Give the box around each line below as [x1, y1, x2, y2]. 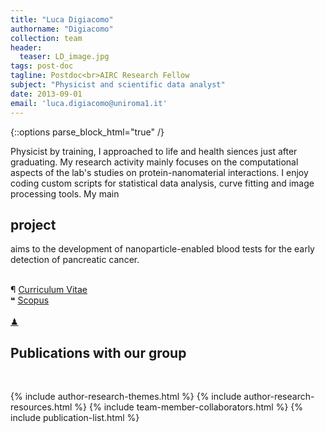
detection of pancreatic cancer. [10, 254, 140, 266]
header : [10, 42, 43, 53]
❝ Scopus [10, 294, 50, 306]
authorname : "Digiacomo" [10, 24, 114, 34]
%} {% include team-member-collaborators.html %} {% [74, 401, 304, 413]
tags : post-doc [10, 61, 74, 71]
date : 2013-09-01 [10, 89, 83, 99]
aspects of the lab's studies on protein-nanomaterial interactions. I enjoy [10, 166, 309, 178]
